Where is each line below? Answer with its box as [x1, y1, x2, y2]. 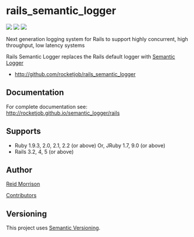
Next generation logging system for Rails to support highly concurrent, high [6, 35, 189, 42]
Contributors [6, 192, 37, 199]
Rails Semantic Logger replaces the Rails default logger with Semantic [6, 53, 176, 60]
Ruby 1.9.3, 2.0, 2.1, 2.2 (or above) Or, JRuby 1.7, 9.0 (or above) [14, 142, 166, 149]
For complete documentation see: [6, 103, 88, 110]
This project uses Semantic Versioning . [6, 224, 101, 232]
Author [6, 165, 32, 175]
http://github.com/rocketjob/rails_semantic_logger [14, 70, 136, 77]
